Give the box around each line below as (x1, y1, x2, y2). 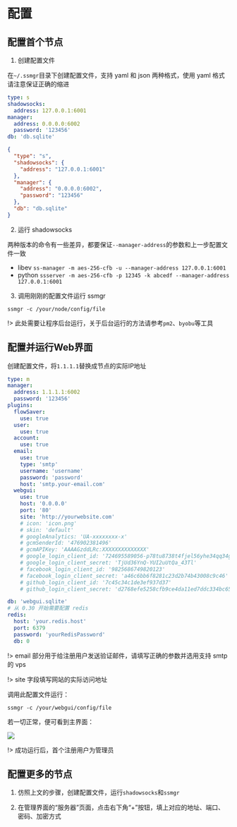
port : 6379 (13, 624, 46, 632)
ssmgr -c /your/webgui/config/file (7, 704, 112, 711)
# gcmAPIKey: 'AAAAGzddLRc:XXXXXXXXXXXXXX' (20, 546, 150, 553)
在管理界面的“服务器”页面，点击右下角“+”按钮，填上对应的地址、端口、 (17, 803, 224, 811)
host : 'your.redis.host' (13, 618, 87, 625)
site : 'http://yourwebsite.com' (20, 513, 115, 520)
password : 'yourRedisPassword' (13, 631, 106, 638)
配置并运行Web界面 (7, 342, 93, 354)
